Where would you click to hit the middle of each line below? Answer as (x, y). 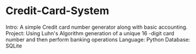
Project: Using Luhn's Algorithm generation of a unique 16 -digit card (90, 33)
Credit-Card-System (57, 11)
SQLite (14, 46)
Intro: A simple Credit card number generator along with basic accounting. (97, 27)
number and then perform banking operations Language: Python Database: (98, 39)
